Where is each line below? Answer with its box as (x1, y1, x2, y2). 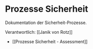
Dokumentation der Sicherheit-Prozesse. (5, 20, 87, 25)
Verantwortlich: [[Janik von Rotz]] (5, 29, 73, 35)
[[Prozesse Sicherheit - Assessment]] (12, 38, 88, 45)
